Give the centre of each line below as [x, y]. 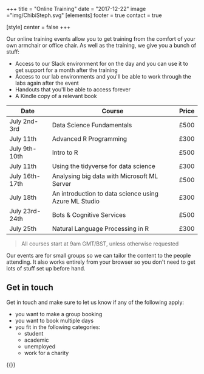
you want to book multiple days [54, 320]
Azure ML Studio [76, 201]
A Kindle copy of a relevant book [56, 96]
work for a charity [46, 353]
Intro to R [65, 153]
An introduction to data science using [105, 193]
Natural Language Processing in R [100, 229]
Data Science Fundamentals [92, 125]
